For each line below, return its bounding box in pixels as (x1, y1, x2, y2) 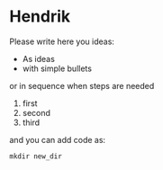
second (22, 107, 51, 118)
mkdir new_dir (9, 151, 63, 161)
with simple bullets (22, 63, 93, 74)
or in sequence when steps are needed (9, 80, 155, 91)
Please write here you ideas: (9, 36, 115, 47)
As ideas (22, 53, 56, 64)
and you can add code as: (9, 134, 106, 145)
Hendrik (9, 6, 71, 27)
